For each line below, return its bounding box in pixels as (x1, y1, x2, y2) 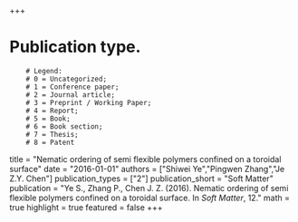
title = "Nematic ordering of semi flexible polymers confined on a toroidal (9, 153, 282, 164)
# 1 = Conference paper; (25, 82, 120, 92)
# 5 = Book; (25, 114, 71, 123)
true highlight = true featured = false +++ (9, 201, 163, 213)
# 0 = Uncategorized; (25, 74, 107, 83)
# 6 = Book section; (25, 121, 103, 131)
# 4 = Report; (25, 106, 79, 115)
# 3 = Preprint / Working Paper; (25, 98, 152, 107)
